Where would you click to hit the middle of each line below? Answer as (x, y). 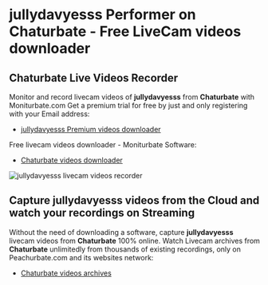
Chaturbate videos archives (66, 273)
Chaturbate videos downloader (71, 160)
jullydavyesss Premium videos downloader (91, 129)
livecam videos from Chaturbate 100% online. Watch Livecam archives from (134, 240)
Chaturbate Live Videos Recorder (94, 78)
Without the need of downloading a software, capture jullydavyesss (121, 232)
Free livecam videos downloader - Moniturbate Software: (103, 144)
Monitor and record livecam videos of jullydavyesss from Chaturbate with (132, 97)
